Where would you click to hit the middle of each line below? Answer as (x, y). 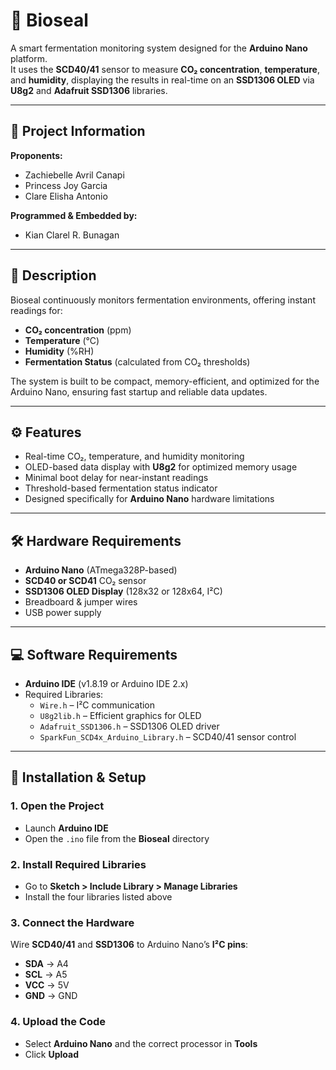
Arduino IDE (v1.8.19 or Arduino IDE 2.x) (106, 683)
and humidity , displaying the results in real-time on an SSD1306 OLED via (162, 80)
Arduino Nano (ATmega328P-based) (101, 570)
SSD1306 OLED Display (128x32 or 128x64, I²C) (123, 591)
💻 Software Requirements (94, 654)
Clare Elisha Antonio (66, 196)
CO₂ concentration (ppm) (78, 330)
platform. (29, 58)
